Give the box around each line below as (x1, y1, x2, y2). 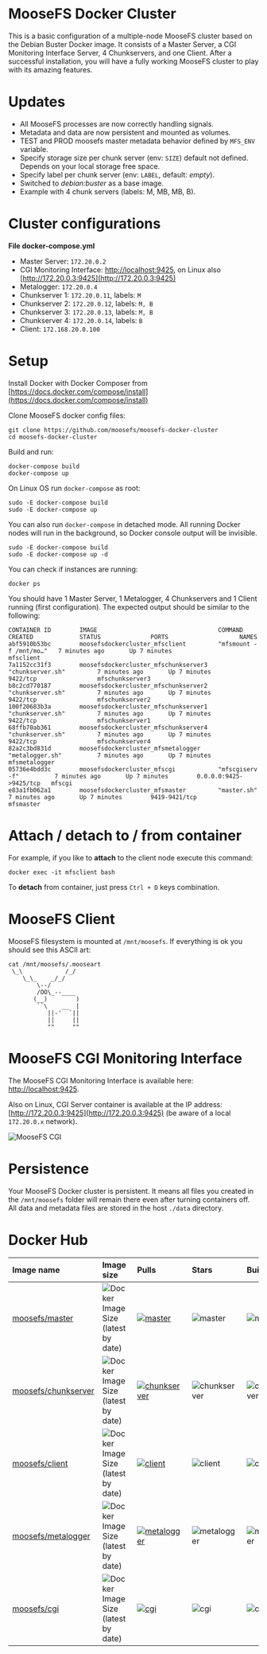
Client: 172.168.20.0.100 (19, 324, 101, 334)
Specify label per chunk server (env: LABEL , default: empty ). (19, 170, 215, 179)
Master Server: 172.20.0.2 (19, 256, 106, 266)
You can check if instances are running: (8, 564, 138, 574)
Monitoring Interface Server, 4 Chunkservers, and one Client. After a (8, 48, 232, 57)
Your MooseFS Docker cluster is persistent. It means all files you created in (8, 1186, 254, 1196)
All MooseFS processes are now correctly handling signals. (19, 119, 215, 128)
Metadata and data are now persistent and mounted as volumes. (19, 127, 231, 137)
